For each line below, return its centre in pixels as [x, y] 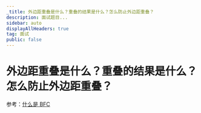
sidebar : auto [24, 23]
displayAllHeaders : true [38, 29]
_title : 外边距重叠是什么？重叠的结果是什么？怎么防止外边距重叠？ [80, 12]
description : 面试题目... [37, 17]
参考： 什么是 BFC [28, 104]
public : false [24, 40]
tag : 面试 [18, 34]
